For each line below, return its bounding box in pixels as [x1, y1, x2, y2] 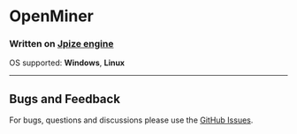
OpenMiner [9, 6, 95, 26]
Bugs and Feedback [9, 91, 121, 107]
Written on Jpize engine [9, 38, 114, 50]
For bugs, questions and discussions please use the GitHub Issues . [9, 115, 254, 125]
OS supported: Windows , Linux [9, 57, 126, 68]
